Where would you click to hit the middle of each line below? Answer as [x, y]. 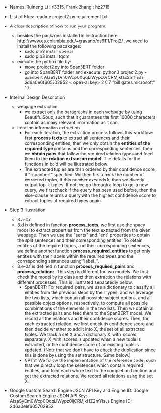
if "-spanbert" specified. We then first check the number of [84, 174]
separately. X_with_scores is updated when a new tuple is [83, 339]
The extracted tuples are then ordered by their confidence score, [90, 169]
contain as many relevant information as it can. [72, 122]
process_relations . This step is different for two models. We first [83, 271]
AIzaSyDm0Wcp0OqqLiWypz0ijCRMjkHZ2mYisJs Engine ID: [71, 401]
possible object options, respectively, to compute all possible [86, 303]
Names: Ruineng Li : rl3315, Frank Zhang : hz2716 [60, 7]
